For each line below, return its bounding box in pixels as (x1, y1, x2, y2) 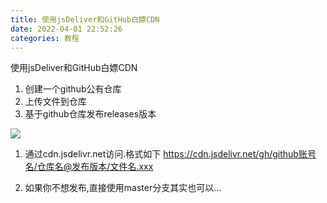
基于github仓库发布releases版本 (24, 108, 157, 120)
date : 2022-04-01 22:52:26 (10, 24, 123, 34)
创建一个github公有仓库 (24, 83, 122, 95)
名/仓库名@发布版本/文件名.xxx (24, 161, 154, 173)
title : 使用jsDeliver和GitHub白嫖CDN (10, 14, 160, 25)
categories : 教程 (10, 33, 80, 43)
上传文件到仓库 (24, 96, 87, 108)
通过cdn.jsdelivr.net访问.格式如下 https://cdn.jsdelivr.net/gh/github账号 (24, 148, 317, 160)
